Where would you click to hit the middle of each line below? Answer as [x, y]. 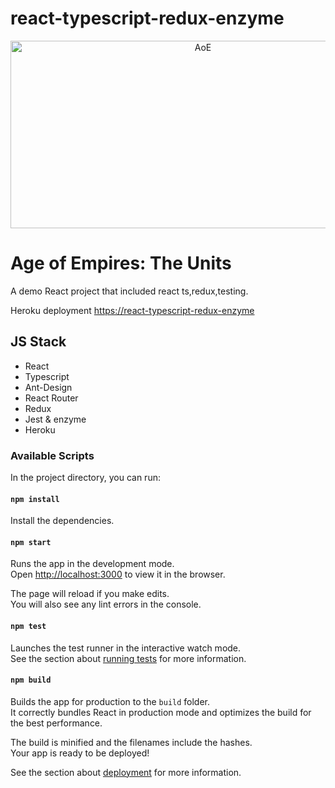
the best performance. [56, 723]
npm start [31, 542]
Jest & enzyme [55, 419]
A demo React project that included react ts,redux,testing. [129, 291]
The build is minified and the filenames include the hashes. [131, 742]
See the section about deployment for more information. [126, 772]
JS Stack [38, 342]
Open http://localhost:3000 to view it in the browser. [118, 574]
